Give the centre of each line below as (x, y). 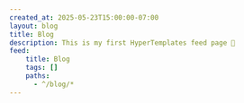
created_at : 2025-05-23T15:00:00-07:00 (84, 17)
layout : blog (34, 26)
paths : (38, 76)
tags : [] (42, 68)
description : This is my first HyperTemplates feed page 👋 (122, 43)
